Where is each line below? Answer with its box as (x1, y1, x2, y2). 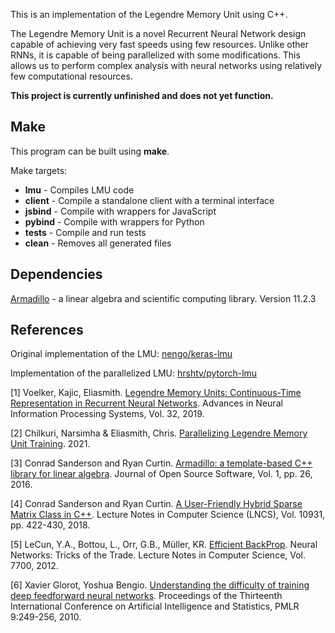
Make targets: (10, 164, 68, 176)
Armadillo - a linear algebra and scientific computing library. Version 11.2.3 (10, 292, 317, 304)
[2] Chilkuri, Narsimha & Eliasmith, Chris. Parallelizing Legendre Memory (10, 427, 308, 439)
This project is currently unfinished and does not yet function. (10, 90, 274, 101)
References (10, 322, 84, 339)
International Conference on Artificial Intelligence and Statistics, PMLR (10, 600, 300, 613)
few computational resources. (10, 70, 133, 82)
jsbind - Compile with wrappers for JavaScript (24, 205, 217, 217)
